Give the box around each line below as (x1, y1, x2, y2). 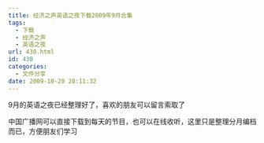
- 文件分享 (15, 70, 46, 78)
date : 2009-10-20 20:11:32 (8, 77, 97, 85)
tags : (8, 19, 26, 27)
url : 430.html (8, 48, 55, 56)
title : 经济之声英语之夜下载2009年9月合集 (8, 11, 133, 20)
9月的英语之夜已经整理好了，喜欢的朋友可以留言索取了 (8, 100, 185, 109)
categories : (8, 63, 47, 71)
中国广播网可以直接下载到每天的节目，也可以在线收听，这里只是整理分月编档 (8, 116, 257, 126)
